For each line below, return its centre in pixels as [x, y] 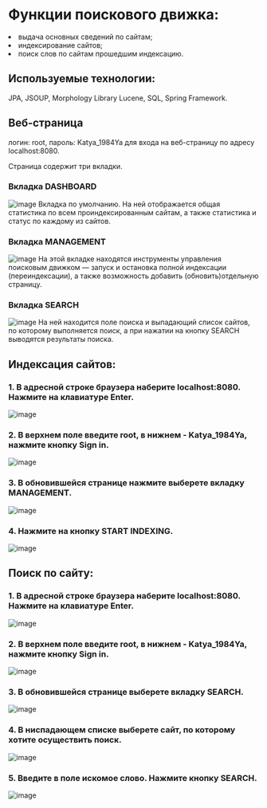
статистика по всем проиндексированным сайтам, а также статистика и [132, 212]
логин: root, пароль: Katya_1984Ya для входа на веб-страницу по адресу [132, 142]
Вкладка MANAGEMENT [57, 241]
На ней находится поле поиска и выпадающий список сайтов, [145, 322]
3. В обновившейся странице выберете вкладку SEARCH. [126, 692]
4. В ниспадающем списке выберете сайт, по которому [122, 730]
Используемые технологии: [82, 78]
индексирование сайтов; [61, 45]
